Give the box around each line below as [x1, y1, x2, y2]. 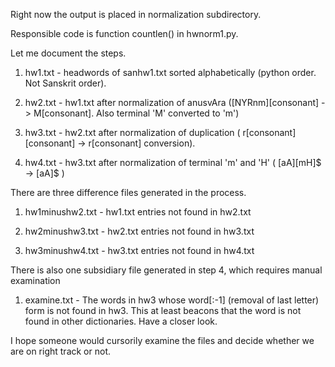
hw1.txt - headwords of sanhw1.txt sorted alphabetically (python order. [24, 67, 317, 78]
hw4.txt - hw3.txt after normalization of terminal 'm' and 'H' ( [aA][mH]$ [24, 157, 322, 168]
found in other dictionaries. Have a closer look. [24, 315, 218, 327]
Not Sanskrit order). [24, 77, 107, 89]
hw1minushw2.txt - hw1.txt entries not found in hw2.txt [24, 206, 252, 218]
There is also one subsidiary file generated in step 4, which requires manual [10, 264, 323, 276]
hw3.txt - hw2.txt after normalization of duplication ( [24, 127, 241, 138]
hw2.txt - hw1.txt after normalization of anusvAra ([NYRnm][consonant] [24, 97, 320, 108]
